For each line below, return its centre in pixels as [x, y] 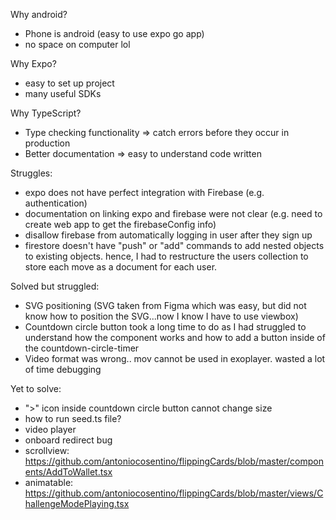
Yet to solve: [36, 388]
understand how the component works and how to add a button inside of [175, 337]
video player [50, 429]
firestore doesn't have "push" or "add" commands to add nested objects [174, 245]
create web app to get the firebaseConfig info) [120, 224]
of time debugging [63, 369]
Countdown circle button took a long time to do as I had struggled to [165, 327]
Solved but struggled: [55, 286]
